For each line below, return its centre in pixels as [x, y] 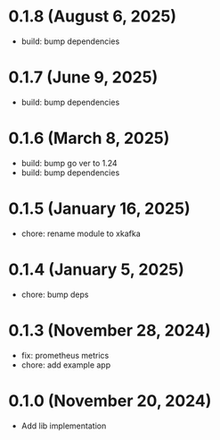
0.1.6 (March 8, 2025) [89, 138]
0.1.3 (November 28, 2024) [110, 330]
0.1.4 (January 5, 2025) [96, 269]
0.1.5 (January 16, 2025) [99, 208]
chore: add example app [66, 365]
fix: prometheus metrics [65, 355]
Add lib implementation [64, 426]
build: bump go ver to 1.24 [69, 163]
